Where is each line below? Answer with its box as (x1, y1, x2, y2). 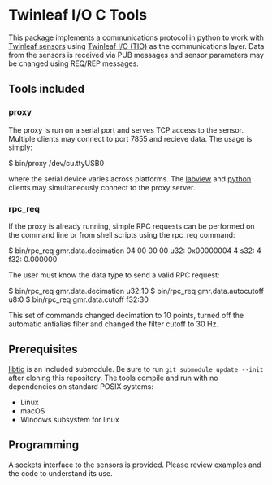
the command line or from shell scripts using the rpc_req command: (8, 229, 235, 239)
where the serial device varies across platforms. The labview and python (8, 173, 252, 184)
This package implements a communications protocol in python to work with (8, 33, 264, 42)
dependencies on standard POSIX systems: (8, 381, 154, 391)
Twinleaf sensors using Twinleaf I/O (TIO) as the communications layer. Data (8, 41, 265, 50)
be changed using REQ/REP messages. (8, 59, 140, 68)
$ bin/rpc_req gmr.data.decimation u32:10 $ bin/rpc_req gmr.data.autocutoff (8, 286, 264, 295)
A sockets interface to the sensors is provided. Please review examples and (8, 460, 261, 470)
